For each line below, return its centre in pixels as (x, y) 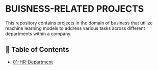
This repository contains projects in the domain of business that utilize (79, 23)
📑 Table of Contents (37, 49)
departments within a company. (38, 33)
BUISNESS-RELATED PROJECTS (75, 9)
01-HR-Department (33, 62)
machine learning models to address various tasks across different (75, 28)
